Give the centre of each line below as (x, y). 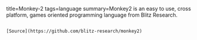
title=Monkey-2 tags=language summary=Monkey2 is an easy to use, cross (99, 9)
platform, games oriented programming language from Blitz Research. (92, 15)
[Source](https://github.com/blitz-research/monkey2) (74, 31)
